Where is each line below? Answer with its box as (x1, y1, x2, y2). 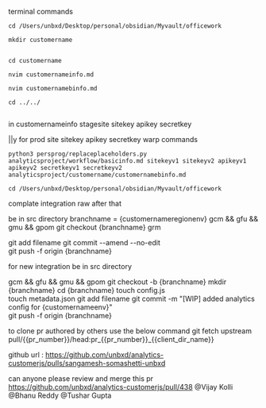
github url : (8, 350, 44, 360)
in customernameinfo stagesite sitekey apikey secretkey (8, 119, 192, 129)
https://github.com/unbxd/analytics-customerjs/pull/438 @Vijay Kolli (8, 383, 233, 391)
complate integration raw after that (8, 198, 121, 208)
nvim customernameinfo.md (8, 71, 94, 79)
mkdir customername (8, 36, 73, 44)
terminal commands (8, 7, 74, 16)
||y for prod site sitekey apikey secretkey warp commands (8, 135, 199, 144)
